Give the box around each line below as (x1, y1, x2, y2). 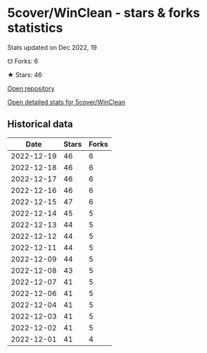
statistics (7, 20, 63, 36)
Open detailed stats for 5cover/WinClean (7, 97, 125, 106)
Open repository (7, 84, 55, 92)
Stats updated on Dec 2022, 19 (7, 43, 97, 51)
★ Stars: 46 (7, 70, 42, 79)
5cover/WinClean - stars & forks (7, 5, 201, 21)
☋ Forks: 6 (7, 56, 39, 65)
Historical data (7, 118, 73, 130)
